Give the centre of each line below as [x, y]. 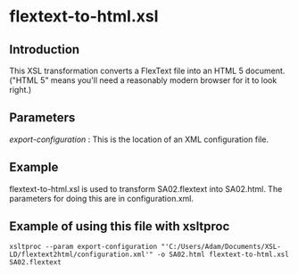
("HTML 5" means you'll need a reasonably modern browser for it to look [143, 80]
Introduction [45, 50]
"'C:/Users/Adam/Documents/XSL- [221, 247]
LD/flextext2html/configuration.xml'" [81, 255]
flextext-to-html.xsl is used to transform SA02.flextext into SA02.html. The [146, 188]
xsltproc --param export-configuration [83, 247]
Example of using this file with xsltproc [120, 226]
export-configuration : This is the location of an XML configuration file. [139, 139]
